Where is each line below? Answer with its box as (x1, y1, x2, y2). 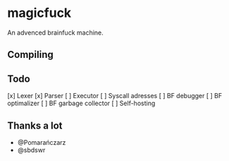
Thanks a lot (7, 119, 63, 131)
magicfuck (7, 5, 72, 21)
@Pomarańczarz (17, 138, 66, 146)
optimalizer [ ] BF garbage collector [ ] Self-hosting (7, 99, 156, 107)
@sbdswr (17, 145, 46, 154)
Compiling (7, 49, 54, 61)
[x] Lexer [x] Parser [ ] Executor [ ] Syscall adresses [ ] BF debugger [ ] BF (7, 92, 223, 100)
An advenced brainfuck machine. (7, 28, 104, 37)
